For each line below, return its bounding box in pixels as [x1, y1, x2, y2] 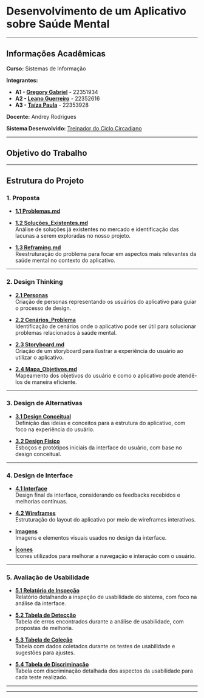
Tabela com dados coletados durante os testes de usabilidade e [15, 643, 175, 650]
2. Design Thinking [6, 278, 63, 286]
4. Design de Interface [6, 471, 73, 480]
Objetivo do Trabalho [6, 148, 87, 158]
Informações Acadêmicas [6, 49, 106, 59]
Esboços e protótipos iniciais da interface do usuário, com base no [15, 444, 182, 451]
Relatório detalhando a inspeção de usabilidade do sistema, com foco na [15, 593, 197, 601]
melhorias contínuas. [15, 498, 68, 505]
